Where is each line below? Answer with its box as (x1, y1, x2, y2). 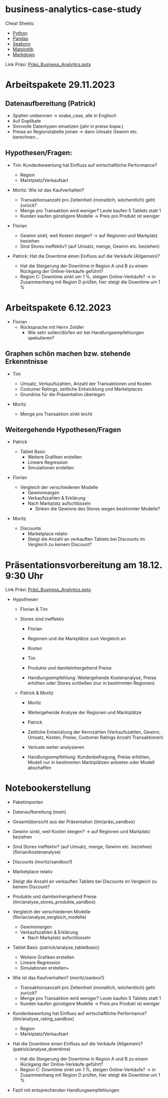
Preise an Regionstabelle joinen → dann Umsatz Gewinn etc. (12, 128, 138, 134)
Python (12, 30, 28, 36)
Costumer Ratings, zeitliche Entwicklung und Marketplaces (20, 386, 143, 392)
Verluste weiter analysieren (27, 744, 84, 750)
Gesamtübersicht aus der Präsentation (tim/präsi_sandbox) (12, 819, 135, 825)
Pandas (12, 35, 29, 41)
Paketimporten (12, 799, 43, 805)
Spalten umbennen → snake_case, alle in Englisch (12, 112, 117, 118)
